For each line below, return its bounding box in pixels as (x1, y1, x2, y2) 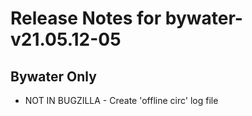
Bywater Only (10, 68, 97, 85)
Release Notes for (10, 7, 162, 30)
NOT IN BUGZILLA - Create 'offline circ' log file (24, 95, 219, 106)
